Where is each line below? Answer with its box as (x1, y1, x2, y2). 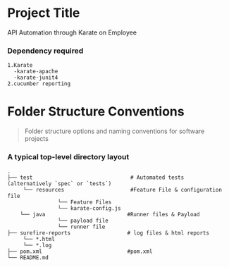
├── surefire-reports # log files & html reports (7, 230, 210, 237)
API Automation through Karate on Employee (7, 28, 137, 37)
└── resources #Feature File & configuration (23, 187, 222, 194)
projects (24, 135, 49, 143)
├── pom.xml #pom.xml (7, 248, 153, 255)
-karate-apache (13, 68, 58, 75)
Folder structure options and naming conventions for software (24, 127, 205, 135)
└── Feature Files (57, 199, 112, 206)
